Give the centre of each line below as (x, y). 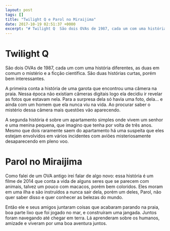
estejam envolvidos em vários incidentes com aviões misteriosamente (78, 136)
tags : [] (14, 15)
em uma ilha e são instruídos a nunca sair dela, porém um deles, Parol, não (83, 192)
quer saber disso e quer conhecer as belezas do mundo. (64, 197)
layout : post (19, 10)
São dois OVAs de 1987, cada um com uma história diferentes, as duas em (82, 68)
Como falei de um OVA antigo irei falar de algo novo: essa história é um (79, 176)
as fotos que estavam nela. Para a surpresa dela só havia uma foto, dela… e (84, 99)
